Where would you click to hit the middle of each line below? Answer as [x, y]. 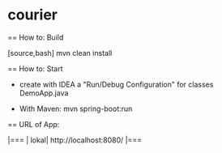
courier [33, 15]
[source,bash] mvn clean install [60, 53]
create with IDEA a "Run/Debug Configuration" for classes [116, 84]
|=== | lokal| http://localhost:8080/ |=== [75, 140]
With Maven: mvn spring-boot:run [76, 108]
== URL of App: [34, 124]
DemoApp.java [44, 93]
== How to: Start [35, 68]
